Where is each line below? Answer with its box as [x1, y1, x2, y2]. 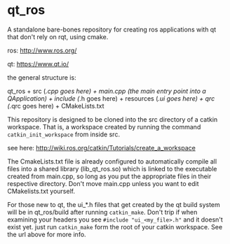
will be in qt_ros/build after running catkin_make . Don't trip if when [7, 208, 198, 216]
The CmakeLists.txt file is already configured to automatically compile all [7, 157, 217, 166]
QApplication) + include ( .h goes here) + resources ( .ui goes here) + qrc [7, 94, 215, 103]
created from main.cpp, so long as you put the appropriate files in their [7, 172, 212, 180]
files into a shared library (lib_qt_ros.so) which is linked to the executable [7, 164, 217, 173]
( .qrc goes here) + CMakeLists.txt [7, 101, 104, 110]
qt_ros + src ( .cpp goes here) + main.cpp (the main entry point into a [7, 87, 207, 95]
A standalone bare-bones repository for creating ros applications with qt [7, 25, 217, 34]
